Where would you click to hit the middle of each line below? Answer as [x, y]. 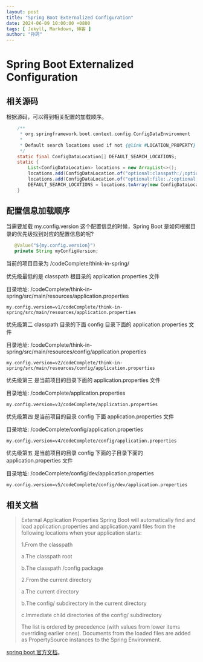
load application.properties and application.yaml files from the [98, 526]
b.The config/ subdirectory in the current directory [84, 603]
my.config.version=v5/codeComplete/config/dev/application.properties [97, 485]
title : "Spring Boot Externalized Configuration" [70, 18]
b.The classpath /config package [62, 568]
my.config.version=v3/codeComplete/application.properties [82, 405]
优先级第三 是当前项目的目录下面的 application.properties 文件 [84, 380]
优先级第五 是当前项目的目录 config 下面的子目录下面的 [75, 453]
